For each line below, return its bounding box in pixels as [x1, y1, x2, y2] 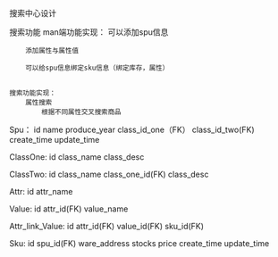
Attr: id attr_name [9, 187, 73, 196]
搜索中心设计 [9, 8, 56, 18]
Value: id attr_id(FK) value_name [9, 203, 129, 214]
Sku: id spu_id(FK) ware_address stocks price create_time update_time [9, 238, 270, 248]
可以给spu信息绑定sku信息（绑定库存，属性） [25, 63, 170, 72]
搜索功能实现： [9, 88, 56, 97]
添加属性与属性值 [25, 46, 79, 55]
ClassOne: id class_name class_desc [9, 152, 145, 162]
